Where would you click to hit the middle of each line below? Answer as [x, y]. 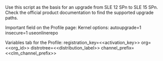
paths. [12, 18]
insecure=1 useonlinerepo [32, 33]
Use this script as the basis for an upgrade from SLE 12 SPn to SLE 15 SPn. [81, 7]
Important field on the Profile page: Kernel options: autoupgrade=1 [73, 27]
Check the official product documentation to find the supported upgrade [80, 12]
